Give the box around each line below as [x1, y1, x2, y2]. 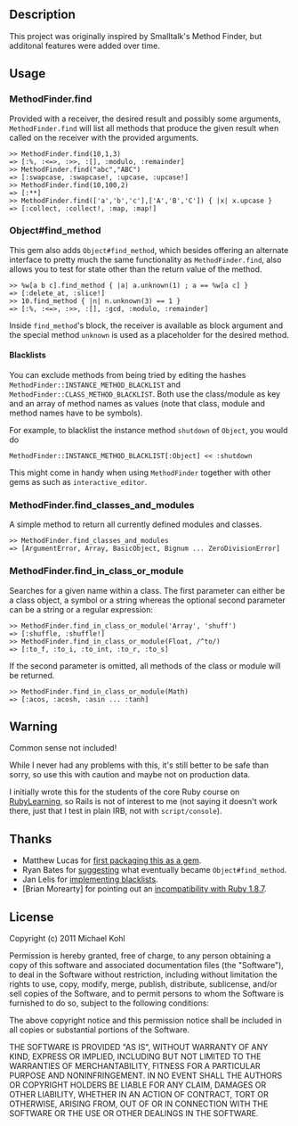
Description [9, 7, 76, 22]
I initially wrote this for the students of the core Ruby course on [9, 786, 240, 797]
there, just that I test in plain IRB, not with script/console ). [9, 806, 222, 817]
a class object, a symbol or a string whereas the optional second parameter [9, 595, 286, 605]
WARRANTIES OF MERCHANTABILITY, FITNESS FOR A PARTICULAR [9, 1061, 261, 1072]
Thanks [9, 831, 52, 846]
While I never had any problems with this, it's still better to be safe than [9, 760, 270, 770]
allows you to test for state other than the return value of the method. [9, 263, 262, 275]
